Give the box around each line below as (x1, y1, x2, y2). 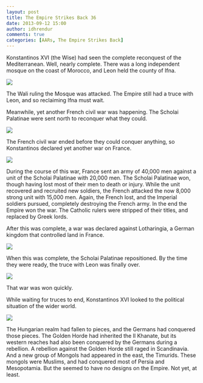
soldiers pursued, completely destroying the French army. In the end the (6, 200, 187, 207)
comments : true (6, 32, 45, 38)
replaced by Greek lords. (6, 213, 69, 220)
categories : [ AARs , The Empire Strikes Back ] (6, 37, 123, 43)
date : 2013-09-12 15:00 (6, 20, 67, 26)
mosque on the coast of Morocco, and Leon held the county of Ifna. (6, 67, 176, 74)
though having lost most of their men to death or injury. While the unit (6, 181, 181, 188)
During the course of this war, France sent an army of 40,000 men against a (6, 168, 196, 175)
